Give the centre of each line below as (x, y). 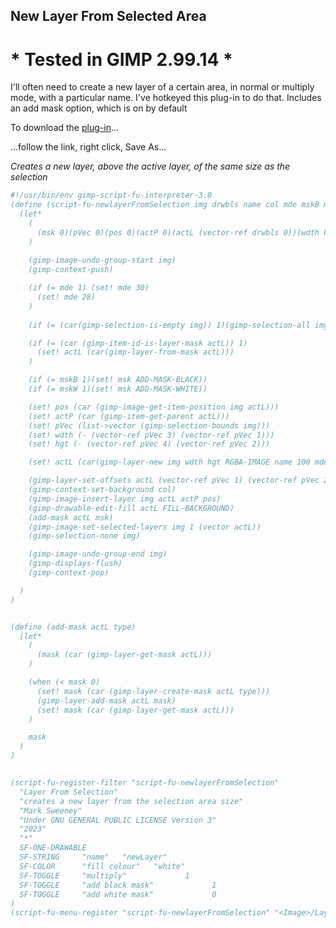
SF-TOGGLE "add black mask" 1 (118, 885)
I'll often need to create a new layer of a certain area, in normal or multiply (162, 87)
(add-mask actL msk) (71, 517)
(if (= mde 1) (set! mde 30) (89, 288)
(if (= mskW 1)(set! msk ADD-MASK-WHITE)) (118, 389)
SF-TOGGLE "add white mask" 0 (118, 894)
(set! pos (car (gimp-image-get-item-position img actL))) (154, 407)
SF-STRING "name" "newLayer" (93, 857)
